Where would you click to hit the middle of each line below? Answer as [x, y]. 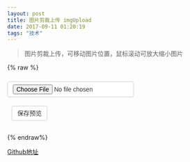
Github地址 [23, 152]
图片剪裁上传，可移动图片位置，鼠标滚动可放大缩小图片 [103, 54]
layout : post [26, 14]
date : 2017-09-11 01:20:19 [46, 26]
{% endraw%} [27, 138]
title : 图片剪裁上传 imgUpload [49, 20]
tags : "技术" [25, 33]
